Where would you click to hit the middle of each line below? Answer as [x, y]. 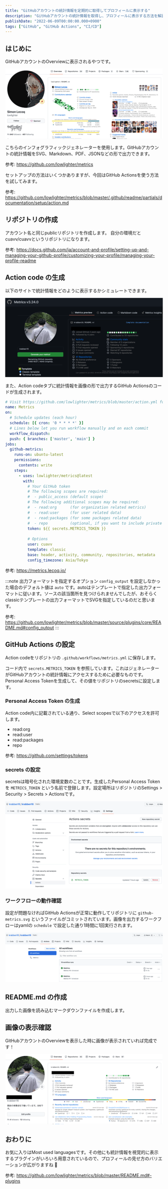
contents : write [35, 465]
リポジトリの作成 [31, 220]
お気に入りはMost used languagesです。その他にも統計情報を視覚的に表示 [82, 1152]
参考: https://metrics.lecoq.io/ [36, 570]
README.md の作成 [36, 997]
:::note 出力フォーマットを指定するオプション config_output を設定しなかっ [83, 581]
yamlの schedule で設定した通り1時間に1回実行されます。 [76, 925]
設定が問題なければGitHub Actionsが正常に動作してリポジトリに [71, 912]
